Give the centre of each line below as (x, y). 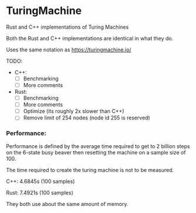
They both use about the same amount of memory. (67, 204)
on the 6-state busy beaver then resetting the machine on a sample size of (96, 152)
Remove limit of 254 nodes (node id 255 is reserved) (87, 118)
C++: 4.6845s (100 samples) (40, 181)
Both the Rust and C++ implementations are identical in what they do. (90, 38)
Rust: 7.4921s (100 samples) (40, 193)
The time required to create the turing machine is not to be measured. (90, 170)
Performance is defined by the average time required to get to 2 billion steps (98, 146)
